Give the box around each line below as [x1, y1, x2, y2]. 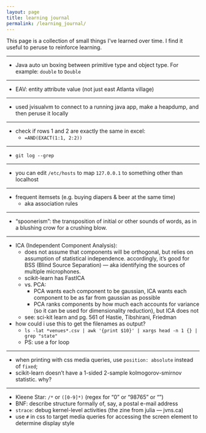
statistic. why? [15, 376, 52, 383]
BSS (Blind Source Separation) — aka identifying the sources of [24, 262, 185, 269]
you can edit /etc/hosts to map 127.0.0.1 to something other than [15, 170, 183, 177]
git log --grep [15, 153, 55, 159]
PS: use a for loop [24, 338, 70, 346]
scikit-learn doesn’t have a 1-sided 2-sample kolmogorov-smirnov [15, 369, 182, 376]
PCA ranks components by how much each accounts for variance [33, 300, 200, 308]
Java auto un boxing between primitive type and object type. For [15, 61, 179, 69]
